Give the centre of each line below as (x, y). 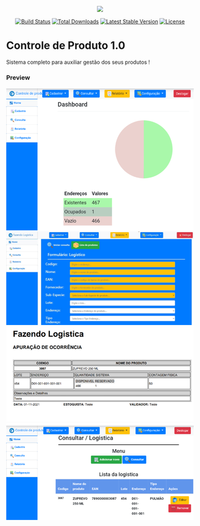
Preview (18, 78)
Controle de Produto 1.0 (66, 46)
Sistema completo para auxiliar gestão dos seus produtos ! (78, 62)
